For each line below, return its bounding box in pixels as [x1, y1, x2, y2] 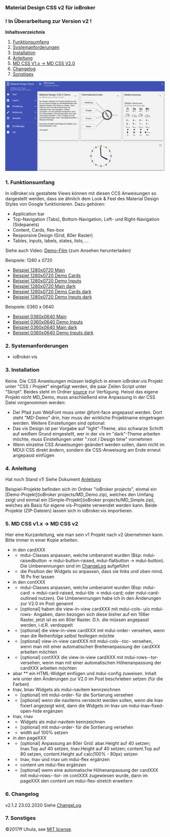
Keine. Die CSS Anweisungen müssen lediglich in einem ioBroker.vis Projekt [5, 378, 163, 384]
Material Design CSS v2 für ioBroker [5, 4, 96, 11]
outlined [20, 595, 37, 601]
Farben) [12, 681, 29, 687]
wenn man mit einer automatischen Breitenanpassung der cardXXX [20, 644, 160, 650]
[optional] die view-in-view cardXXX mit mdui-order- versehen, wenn [20, 628, 165, 634]
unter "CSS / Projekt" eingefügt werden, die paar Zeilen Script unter [5, 383, 147, 389]
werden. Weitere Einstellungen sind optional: [12, 420, 106, 426]
